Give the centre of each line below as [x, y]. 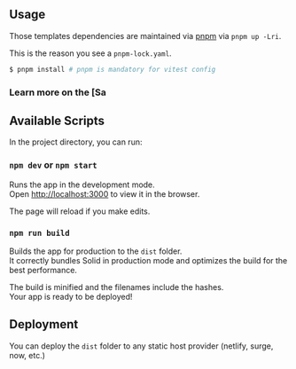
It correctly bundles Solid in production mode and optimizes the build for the [148, 261]
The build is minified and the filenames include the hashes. [117, 287]
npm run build [39, 233]
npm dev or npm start [53, 165]
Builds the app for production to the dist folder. [96, 251]
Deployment [44, 324]
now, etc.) [27, 355]
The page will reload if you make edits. [80, 211]
